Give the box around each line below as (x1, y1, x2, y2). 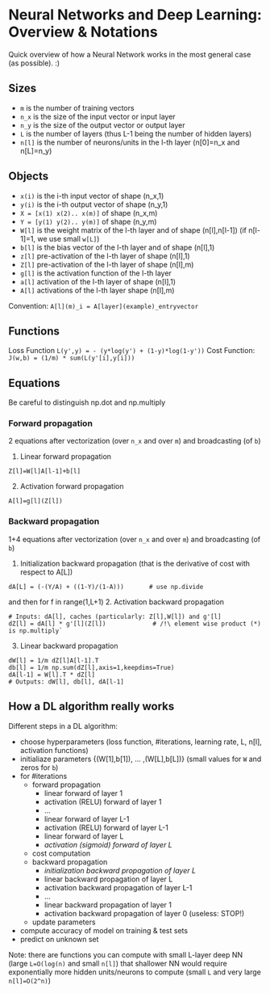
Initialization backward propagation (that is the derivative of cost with (19, 558, 251, 568)
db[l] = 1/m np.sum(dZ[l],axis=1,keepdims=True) (8, 663, 175, 671)
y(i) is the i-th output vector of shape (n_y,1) (19, 200, 168, 209)
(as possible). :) (8, 58, 60, 68)
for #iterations (19, 771, 68, 781)
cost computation (31, 848, 91, 858)
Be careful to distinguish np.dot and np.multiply (8, 398, 166, 407)
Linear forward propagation (19, 452, 111, 461)
